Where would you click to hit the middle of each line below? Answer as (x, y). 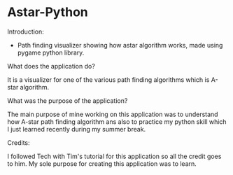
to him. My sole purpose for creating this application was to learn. (102, 163)
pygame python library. (51, 52)
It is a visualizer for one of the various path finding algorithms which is (108, 79)
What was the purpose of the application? (68, 100)
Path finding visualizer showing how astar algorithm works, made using (120, 45)
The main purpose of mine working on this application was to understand (113, 114)
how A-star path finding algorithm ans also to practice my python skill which (117, 121)
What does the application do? (51, 66)
